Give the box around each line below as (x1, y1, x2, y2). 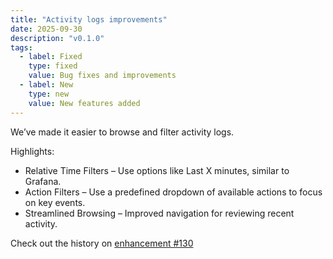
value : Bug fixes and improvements (28, 71, 177, 81)
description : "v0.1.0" (10, 33, 105, 43)
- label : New (19, 80, 74, 90)
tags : (10, 42, 33, 53)
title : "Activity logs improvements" (10, 14, 168, 25)
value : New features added (28, 98, 141, 108)
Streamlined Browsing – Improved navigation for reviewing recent (24, 207, 295, 219)
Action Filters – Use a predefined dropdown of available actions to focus (24, 186, 323, 198)
